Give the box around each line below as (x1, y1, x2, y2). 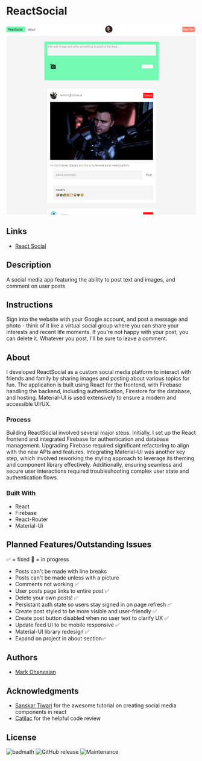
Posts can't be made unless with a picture (14, 574, 119, 581)
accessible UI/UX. (6, 400, 51, 408)
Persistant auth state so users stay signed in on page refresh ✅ (14, 601, 172, 608)
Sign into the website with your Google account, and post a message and (6, 315, 188, 323)
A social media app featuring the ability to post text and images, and (6, 276, 176, 283)
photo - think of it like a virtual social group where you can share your (6, 322, 179, 329)
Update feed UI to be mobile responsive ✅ (14, 621, 121, 628)
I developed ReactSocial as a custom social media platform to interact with (6, 368, 191, 376)
